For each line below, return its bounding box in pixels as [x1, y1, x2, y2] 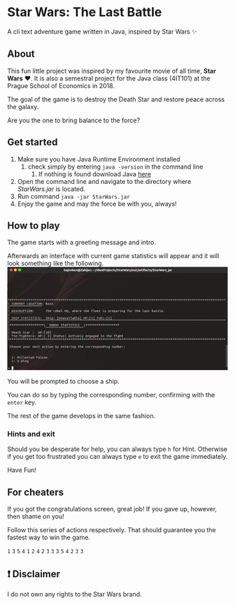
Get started [7, 136, 58, 148]
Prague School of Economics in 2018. [7, 81, 115, 90]
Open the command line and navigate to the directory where [17, 177, 192, 185]
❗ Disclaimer [7, 568, 61, 580]
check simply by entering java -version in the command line [27, 162, 204, 171]
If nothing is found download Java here [38, 169, 152, 178]
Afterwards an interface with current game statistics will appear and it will [7, 252, 220, 260]
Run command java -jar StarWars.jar [17, 192, 131, 200]
